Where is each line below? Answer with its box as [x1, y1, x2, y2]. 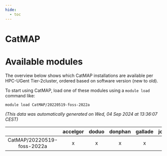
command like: [5, 92, 35, 98]
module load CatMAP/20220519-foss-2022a [5, 102, 90, 107]
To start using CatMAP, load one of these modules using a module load [5, 87, 150, 93]
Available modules [5, 56, 83, 67]
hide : [5, 7, 16, 12]
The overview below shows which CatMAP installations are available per [5, 73, 153, 78]
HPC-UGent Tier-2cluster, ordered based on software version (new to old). [5, 78, 158, 83]
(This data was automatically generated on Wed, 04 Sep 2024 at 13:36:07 [5, 111, 158, 117]
